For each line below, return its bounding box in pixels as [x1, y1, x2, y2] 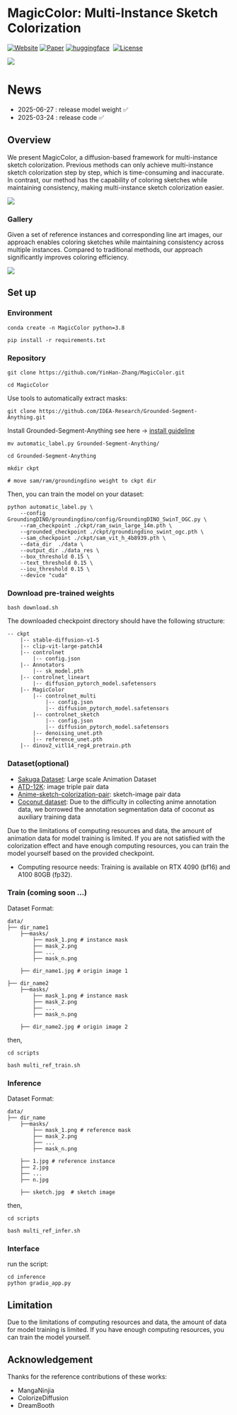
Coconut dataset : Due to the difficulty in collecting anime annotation [17, 797, 217, 806]
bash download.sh [7, 605, 59, 612]
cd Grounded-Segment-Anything [7, 452, 97, 459]
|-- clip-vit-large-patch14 [20, 643, 103, 650]
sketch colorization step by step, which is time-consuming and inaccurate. [7, 168, 224, 177]
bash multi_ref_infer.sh [7, 1228, 81, 1235]
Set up [7, 287, 37, 299]
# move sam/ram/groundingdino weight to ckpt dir [7, 477, 157, 484]
